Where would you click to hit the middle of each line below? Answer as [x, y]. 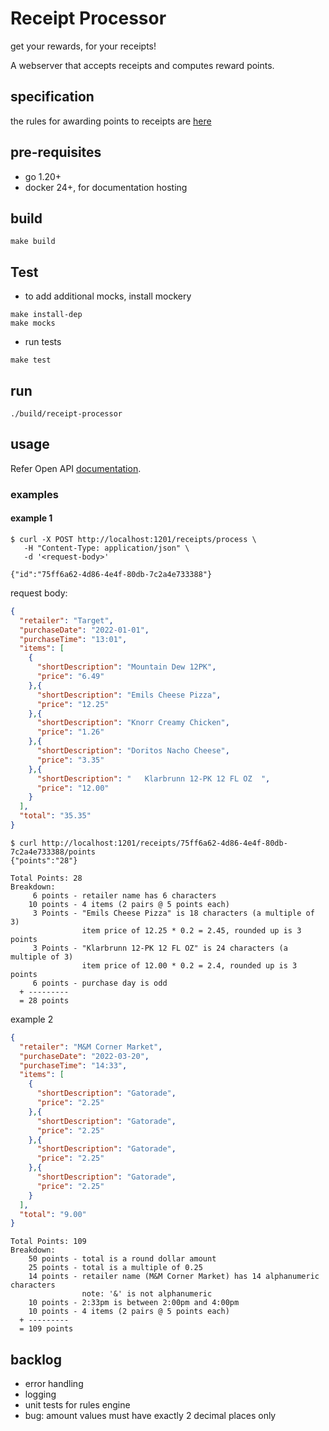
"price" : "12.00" [73, 788]
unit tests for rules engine [77, 1405]
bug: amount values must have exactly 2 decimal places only [150, 1416]
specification [52, 97]
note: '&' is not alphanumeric [147, 1294]
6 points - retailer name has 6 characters [124, 895]
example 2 [32, 1019]
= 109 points [46, 1329]
